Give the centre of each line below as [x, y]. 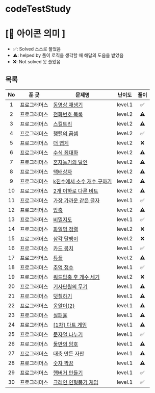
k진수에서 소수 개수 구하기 [83, 181]
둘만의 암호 [66, 344]
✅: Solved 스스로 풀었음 [37, 49]
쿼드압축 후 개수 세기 [76, 277]
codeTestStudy [38, 9]
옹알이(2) [64, 306]
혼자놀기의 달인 [70, 162]
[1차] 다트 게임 [70, 325]
